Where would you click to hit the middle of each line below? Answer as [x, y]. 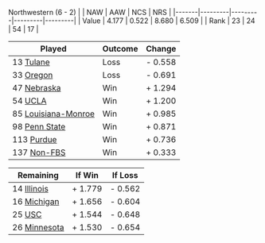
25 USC [27, 214]
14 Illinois [31, 189]
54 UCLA [29, 101]
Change [161, 49]
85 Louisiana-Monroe [54, 114]
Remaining [38, 175]
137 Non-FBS [39, 152]
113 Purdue [35, 139]
